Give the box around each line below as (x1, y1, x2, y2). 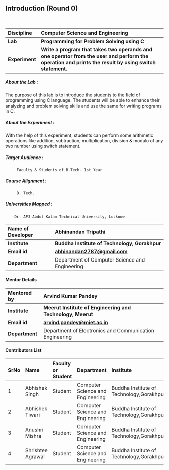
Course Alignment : (5, 178, 47, 184)
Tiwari (25, 411, 40, 419)
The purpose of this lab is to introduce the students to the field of (5, 92, 141, 98)
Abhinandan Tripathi (55, 228, 106, 235)
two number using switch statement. (5, 143, 81, 149)
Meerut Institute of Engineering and (43, 304, 131, 311)
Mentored (8, 289, 32, 296)
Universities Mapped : (5, 201, 53, 207)
